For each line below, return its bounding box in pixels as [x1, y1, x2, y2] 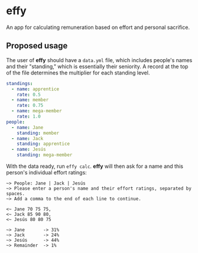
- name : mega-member [11, 108, 62, 114]
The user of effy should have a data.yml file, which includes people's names [6, 56, 193, 63]
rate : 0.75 [17, 102, 44, 109]
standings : [6, 80, 33, 86]
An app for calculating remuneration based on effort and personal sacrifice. [6, 24, 190, 31]
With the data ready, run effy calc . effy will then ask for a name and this [6, 163, 183, 170]
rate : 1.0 [17, 113, 41, 119]
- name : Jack [11, 135, 44, 141]
